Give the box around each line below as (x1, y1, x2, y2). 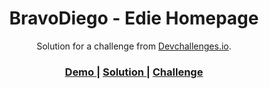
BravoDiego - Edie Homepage (9, 7, 259, 30)
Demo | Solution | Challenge (64, 65, 204, 79)
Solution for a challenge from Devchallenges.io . (36, 40, 232, 52)
